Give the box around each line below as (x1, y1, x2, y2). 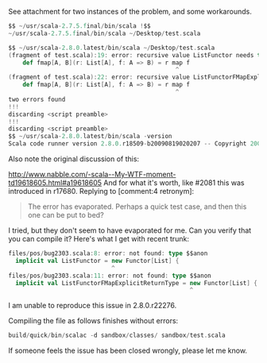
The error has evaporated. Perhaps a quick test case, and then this (27, 202, 247, 211)
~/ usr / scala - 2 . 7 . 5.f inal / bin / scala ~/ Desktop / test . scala (8, 29, 201, 37)
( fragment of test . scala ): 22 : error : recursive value (8, 73, 191, 82)
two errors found (8, 95, 66, 103)
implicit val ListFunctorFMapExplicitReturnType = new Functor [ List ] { (15, 279, 258, 287)
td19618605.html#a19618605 (8, 178, 102, 187)
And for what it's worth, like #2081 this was (103, 178, 245, 187)
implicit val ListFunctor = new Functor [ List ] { (15, 257, 180, 265)
